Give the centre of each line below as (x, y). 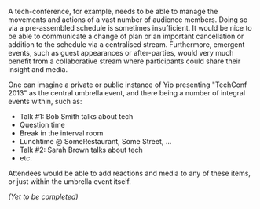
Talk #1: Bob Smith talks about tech (76, 116)
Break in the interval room (61, 133)
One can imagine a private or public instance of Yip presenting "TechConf (128, 85)
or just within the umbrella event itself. (70, 182)
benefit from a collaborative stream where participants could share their (125, 61)
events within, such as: (45, 101)
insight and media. (38, 69)
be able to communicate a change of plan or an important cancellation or (126, 36)
